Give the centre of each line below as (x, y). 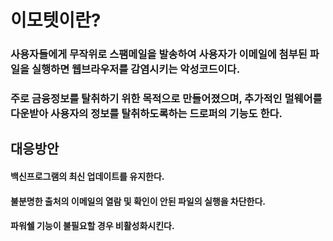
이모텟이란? (56, 20)
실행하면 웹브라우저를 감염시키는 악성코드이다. (136, 69)
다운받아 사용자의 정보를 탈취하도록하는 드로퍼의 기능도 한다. (146, 114)
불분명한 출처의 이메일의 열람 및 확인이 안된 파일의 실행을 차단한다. (138, 201)
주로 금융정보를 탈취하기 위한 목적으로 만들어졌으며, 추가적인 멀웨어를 (166, 99)
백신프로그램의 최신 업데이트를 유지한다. (87, 177)
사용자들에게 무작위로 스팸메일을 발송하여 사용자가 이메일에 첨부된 (159, 54)
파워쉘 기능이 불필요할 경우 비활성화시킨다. (92, 226)
